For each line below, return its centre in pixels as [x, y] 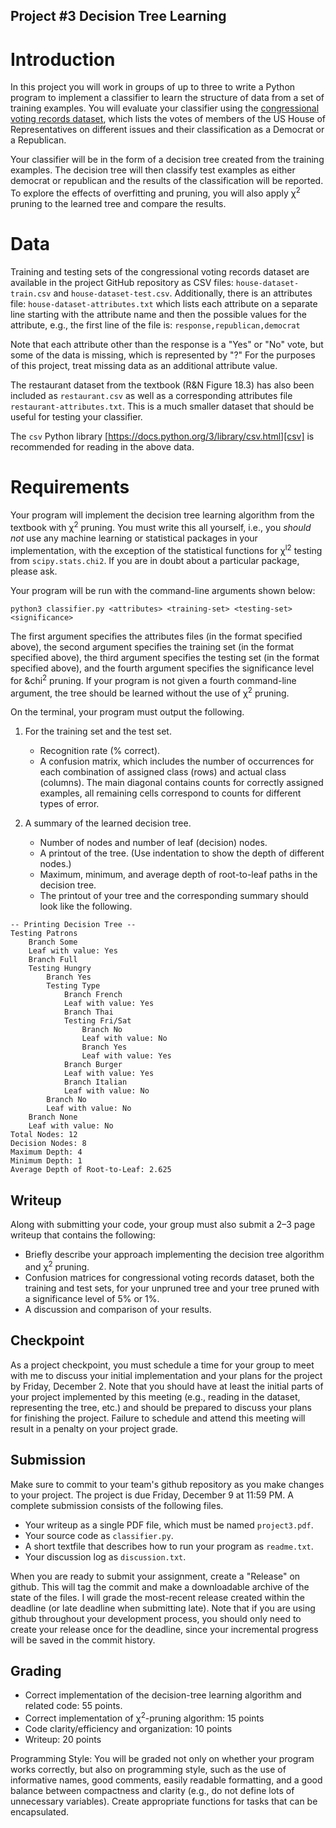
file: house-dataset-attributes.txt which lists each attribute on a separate [164, 303]
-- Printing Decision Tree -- [73, 925]
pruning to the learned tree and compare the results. [118, 203]
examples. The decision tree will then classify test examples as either [153, 170]
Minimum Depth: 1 [46, 1161]
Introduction [63, 59]
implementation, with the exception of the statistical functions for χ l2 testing [166, 549]
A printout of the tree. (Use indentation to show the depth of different [182, 853]
